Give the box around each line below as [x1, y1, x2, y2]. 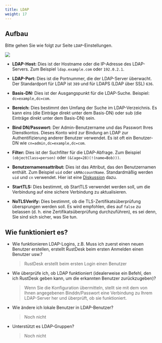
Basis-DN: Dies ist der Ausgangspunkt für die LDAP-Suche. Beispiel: [12, 90, 150, 96]
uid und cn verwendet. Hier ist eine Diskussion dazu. [12, 175, 117, 181]
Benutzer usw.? [12, 252, 43, 257]
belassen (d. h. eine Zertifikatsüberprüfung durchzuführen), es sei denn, [12, 209, 157, 215]
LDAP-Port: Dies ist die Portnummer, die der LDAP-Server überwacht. [12, 76, 152, 82]
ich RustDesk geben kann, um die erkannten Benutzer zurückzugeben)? [12, 275, 156, 281]
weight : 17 [5, 12, 27, 17]
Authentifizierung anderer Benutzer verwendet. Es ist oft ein [12, 135, 132, 141]
